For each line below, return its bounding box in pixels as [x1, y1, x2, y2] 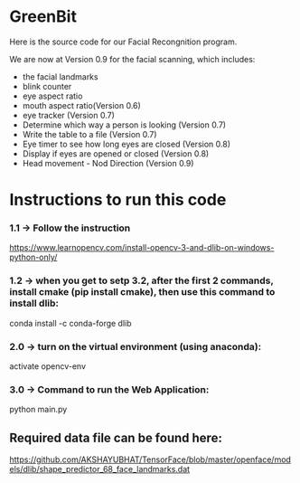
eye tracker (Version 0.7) [22, 109, 116, 120]
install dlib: [9, 297, 60, 309]
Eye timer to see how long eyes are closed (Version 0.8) [22, 138, 230, 149]
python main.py [9, 404, 68, 415]
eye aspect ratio [22, 90, 83, 101]
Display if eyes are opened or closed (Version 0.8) [22, 147, 210, 159]
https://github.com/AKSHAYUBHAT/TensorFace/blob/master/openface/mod [9, 454, 292, 465]
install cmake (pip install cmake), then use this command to [9, 286, 276, 298]
